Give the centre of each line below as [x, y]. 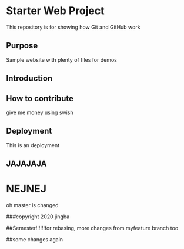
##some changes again [35, 240]
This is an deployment [33, 145]
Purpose [22, 46]
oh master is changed [32, 205]
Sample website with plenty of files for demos [62, 59]
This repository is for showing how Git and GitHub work [73, 27]
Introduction [29, 79]
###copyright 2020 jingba [38, 217]
